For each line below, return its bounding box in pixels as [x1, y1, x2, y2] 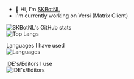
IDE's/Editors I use [6, 60, 53, 67]
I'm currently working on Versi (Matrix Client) [15, 12, 129, 19]
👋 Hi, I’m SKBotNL [15, 6, 61, 13]
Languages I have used [6, 42, 65, 49]
